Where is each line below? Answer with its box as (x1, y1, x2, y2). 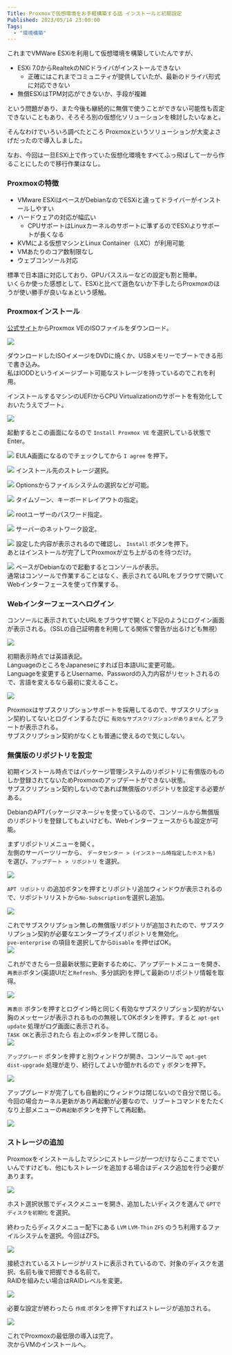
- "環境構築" (13, 29, 47, 37)
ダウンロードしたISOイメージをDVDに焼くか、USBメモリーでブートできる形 (7, 351, 223, 360)
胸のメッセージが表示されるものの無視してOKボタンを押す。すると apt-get (7, 1013, 220, 1022)
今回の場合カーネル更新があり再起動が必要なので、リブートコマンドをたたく (7, 1097, 225, 1105)
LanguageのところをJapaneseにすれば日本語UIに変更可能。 (7, 661, 179, 670)
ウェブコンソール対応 (17, 256, 78, 264)
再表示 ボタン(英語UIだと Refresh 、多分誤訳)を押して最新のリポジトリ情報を (7, 968, 218, 977)
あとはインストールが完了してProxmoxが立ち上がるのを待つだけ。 (7, 548, 195, 556)
